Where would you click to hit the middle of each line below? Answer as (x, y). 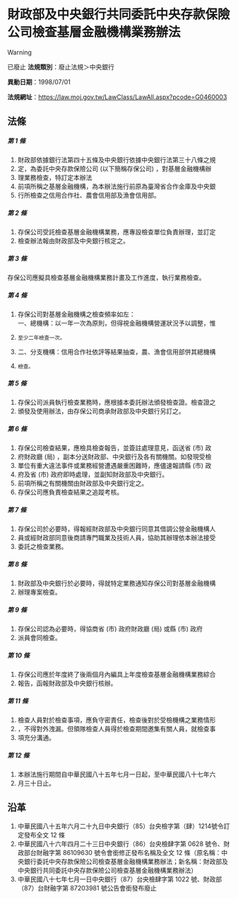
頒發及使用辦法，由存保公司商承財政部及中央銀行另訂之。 (101, 411)
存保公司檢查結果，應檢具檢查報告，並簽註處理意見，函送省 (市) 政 (114, 448)
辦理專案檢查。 (39, 592)
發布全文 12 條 (44, 835)
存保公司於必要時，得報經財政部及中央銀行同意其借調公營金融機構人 (117, 529)
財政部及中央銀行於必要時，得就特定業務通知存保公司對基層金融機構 (117, 583)
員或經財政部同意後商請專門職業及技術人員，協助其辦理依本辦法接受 (117, 538)
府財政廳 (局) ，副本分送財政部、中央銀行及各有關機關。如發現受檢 (114, 457)
